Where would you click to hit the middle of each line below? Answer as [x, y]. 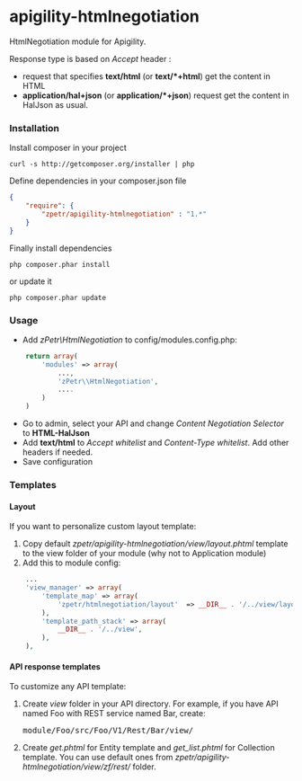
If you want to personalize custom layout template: [103, 527]
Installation [35, 128]
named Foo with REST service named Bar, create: [114, 714]
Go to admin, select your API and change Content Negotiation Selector [153, 423]
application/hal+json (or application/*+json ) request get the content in [155, 95]
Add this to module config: [71, 563]
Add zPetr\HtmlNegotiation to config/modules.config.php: [130, 340]
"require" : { [50, 206]
